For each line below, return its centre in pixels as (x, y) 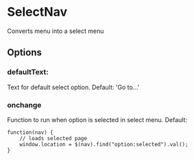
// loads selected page (53, 138)
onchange (24, 105)
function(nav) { (30, 132)
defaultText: (28, 72)
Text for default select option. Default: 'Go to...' (73, 87)
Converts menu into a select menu (56, 31)
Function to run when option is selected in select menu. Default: (97, 119)
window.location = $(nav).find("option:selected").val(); (104, 144)
